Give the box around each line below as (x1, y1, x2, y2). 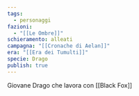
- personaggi (13, 17, 51, 24)
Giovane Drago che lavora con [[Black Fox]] (7, 81, 133, 89)
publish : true (7, 62, 49, 69)
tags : (7, 10, 23, 17)
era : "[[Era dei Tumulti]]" (7, 49, 89, 56)
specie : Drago (7, 56, 49, 63)
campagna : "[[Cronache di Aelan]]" (7, 42, 111, 49)
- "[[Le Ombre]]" (13, 29, 64, 37)
